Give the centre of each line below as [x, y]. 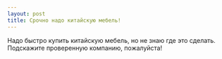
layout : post [26, 14]
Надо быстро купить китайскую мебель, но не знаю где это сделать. [112, 40]
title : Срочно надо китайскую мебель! [64, 20]
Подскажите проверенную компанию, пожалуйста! [85, 48]
